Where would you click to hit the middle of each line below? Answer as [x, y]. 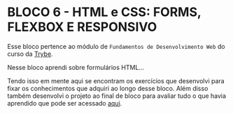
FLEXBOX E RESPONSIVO [82, 27]
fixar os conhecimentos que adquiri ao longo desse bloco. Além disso [108, 88]
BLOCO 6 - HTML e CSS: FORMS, [104, 12]
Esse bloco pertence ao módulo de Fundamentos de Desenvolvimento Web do [116, 46]
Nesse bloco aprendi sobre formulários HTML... [76, 67]
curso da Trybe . [30, 54]
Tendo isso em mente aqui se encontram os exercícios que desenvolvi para [116, 80]
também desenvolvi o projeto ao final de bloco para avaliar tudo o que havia [116, 96]
